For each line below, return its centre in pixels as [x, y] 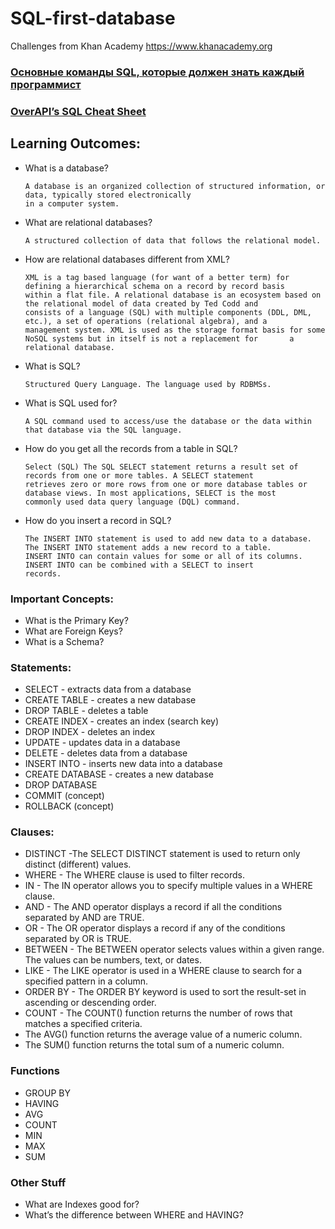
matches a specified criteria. [83, 1024]
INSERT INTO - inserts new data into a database [123, 764]
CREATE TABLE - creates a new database [110, 700]
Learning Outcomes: [75, 143]
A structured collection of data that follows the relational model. [173, 240]
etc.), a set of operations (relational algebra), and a [146, 321]
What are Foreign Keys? [73, 631]
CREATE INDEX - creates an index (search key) [121, 721]
